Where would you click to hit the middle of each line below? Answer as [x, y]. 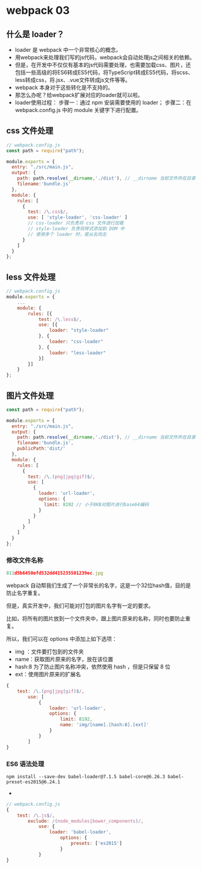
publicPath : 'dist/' [41, 449]
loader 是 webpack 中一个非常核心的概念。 [68, 50]
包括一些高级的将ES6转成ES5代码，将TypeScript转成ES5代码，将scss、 [104, 72]
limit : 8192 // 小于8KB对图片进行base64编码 [96, 504]
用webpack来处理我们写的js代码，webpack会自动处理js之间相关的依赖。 [105, 57]
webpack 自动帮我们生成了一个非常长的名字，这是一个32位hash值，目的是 [99, 585]
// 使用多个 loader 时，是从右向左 [67, 234]
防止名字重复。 [25, 593]
